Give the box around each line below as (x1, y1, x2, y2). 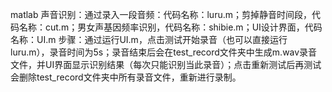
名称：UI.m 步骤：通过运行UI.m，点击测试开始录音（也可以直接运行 (10, 34, 288, 45)
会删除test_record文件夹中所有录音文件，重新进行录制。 (10, 71, 242, 83)
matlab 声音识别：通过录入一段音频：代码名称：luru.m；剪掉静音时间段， (10, 9, 312, 20)
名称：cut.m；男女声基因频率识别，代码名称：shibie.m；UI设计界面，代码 (18, 21, 323, 33)
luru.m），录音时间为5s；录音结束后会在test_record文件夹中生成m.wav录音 (10, 46, 318, 58)
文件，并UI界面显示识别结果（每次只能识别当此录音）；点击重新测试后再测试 (10, 59, 322, 70)
